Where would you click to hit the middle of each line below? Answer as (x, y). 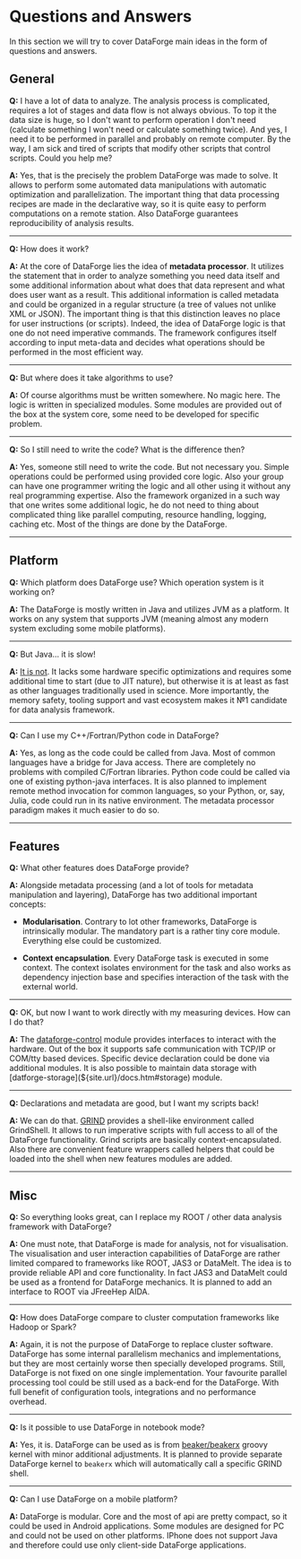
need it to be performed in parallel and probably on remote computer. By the (150, 139)
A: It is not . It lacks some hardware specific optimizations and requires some (150, 671)
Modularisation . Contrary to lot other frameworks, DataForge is (139, 922)
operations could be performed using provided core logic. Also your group (146, 476)
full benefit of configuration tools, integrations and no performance (133, 1392)
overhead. (28, 1402)
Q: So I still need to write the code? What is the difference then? (127, 449)
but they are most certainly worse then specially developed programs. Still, (147, 1363)
